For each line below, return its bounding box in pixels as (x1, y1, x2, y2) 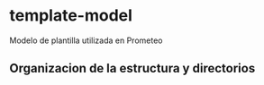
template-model (9, 5, 133, 26)
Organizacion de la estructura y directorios (9, 61, 256, 76)
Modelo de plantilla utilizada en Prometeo (9, 35, 163, 46)
